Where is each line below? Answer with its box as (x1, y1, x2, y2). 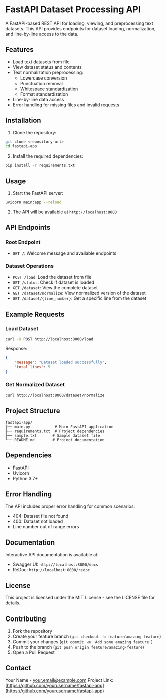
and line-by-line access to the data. (5, 31, 79, 37)
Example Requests (5, 310, 65, 319)
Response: (5, 346, 28, 352)
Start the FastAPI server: (12, 190, 64, 196)
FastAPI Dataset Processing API (5, 4, 141, 15)
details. (5, 600, 21, 606)
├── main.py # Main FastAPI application (5, 424, 114, 429)
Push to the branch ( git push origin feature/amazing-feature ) (12, 644, 144, 650)
